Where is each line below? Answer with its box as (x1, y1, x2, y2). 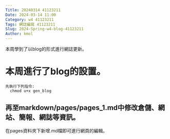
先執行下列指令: (5, 84, 35, 89)
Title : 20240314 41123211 (5, 7, 61, 13)
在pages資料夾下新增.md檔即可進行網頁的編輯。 (5, 127, 108, 133)
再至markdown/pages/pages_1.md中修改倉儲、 (5, 103, 158, 112)
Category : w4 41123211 (5, 17, 54, 22)
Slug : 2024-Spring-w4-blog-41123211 (5, 27, 84, 32)
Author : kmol (5, 31, 33, 36)
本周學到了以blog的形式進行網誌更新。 (5, 46, 87, 52)
